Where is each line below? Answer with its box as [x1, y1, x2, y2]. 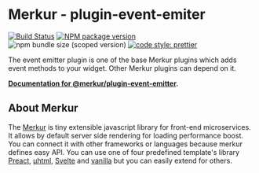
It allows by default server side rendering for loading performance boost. [8, 131, 244, 140]
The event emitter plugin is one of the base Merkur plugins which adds [8, 55, 237, 64]
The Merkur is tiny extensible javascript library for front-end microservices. [8, 122, 251, 131]
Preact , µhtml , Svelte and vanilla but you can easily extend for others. [8, 156, 233, 165]
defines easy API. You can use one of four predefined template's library [8, 147, 240, 156]
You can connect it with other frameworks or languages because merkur [8, 139, 243, 149]
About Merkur [8, 101, 78, 115]
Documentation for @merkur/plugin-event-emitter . [8, 79, 179, 88]
